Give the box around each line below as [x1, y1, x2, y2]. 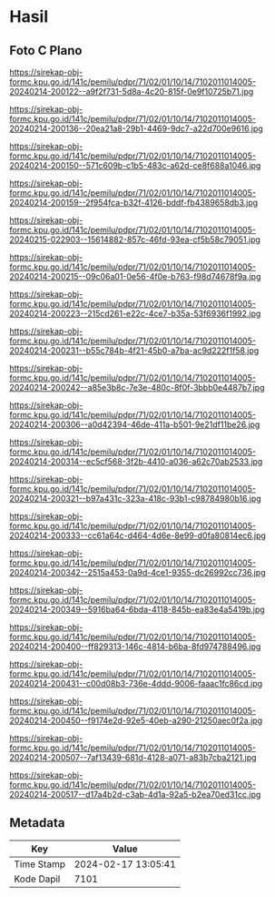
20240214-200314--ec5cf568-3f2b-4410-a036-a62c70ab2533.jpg [9, 456, 263, 466]
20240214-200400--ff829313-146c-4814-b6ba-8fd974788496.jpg [9, 641, 261, 652]
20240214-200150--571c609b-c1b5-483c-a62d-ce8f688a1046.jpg [9, 160, 261, 170]
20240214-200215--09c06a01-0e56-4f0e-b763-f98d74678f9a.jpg [9, 271, 261, 281]
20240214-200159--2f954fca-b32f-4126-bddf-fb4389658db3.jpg [9, 198, 259, 208]
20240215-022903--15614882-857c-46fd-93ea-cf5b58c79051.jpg [9, 234, 261, 245]
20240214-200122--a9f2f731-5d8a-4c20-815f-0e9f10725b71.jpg [9, 87, 254, 97]
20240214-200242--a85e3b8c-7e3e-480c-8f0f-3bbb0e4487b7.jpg [9, 382, 265, 392]
